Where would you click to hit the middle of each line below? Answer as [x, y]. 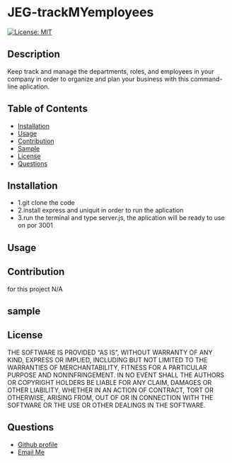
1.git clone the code [46, 203]
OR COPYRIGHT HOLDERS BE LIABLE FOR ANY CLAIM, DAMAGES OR [110, 382]
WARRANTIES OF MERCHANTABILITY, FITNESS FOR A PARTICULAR [107, 367]
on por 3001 [35, 225]
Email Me [31, 452]
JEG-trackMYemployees [81, 12]
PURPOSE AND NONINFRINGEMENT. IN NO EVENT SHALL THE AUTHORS [116, 375]
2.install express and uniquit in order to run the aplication [100, 211]
